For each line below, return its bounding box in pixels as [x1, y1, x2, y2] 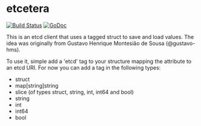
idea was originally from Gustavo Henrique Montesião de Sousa [6, 40, 165, 47]
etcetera [6, 2, 49, 16]
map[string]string [14, 82, 59, 89]
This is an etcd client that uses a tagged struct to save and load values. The [6, 33, 194, 40]
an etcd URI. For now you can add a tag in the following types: [6, 64, 161, 71]
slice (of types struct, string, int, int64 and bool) [14, 88, 134, 95]
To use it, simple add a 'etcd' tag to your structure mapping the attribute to [6, 58, 192, 65]
